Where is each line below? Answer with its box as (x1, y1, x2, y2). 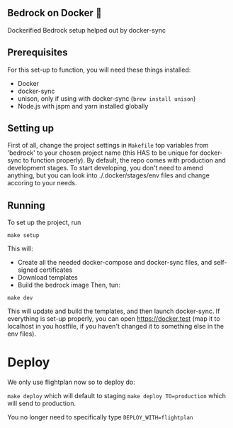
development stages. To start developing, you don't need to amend (7, 164, 203, 172)
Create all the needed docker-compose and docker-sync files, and (17, 258, 212, 267)
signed (17, 265, 38, 274)
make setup (7, 232, 40, 239)
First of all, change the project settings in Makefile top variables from (7, 141, 209, 150)
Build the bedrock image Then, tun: (17, 281, 120, 290)
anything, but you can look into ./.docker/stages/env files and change (7, 171, 210, 180)
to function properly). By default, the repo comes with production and (23, 156, 227, 165)
